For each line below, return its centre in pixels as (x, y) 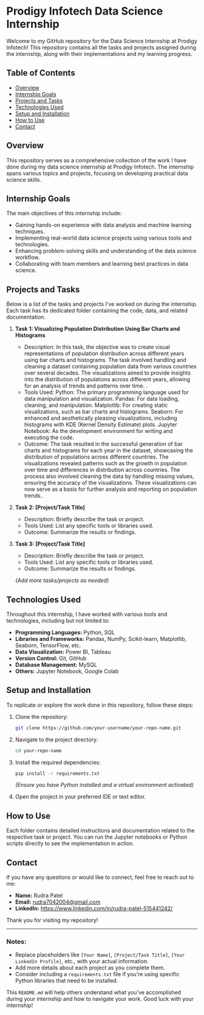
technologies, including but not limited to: (58, 621)
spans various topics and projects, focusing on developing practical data (97, 173)
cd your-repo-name (38, 750)
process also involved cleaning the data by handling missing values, (109, 476)
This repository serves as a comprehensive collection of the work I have (97, 160)
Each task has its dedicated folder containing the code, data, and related (97, 311)
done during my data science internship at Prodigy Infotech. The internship (100, 167)
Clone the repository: (42, 716)
